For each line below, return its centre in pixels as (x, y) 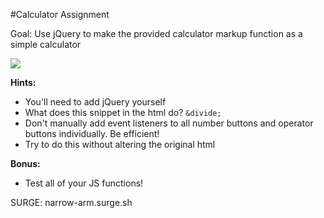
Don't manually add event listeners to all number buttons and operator (169, 123)
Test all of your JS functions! (84, 183)
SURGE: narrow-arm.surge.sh (71, 202)
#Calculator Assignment (60, 14)
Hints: (23, 82)
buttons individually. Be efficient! (92, 133)
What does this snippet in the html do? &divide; (123, 112)
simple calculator (46, 44)
